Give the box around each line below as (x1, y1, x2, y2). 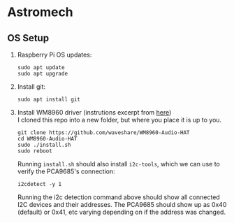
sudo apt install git (17, 96, 80, 103)
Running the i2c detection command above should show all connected (17, 193, 220, 201)
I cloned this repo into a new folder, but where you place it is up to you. (17, 116, 222, 124)
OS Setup (7, 32, 50, 44)
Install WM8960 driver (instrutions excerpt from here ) (17, 108, 172, 116)
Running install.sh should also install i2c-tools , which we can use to (17, 160, 220, 168)
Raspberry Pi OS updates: (17, 50, 92, 59)
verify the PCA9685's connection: (17, 167, 115, 175)
